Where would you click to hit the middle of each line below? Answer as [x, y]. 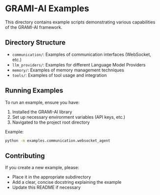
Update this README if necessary [46, 187]
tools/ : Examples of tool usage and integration [59, 75]
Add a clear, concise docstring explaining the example [67, 182]
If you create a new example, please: [42, 168]
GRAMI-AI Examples [47, 9]
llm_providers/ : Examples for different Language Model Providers [79, 65]
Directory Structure [35, 43]
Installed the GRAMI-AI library [42, 112]
